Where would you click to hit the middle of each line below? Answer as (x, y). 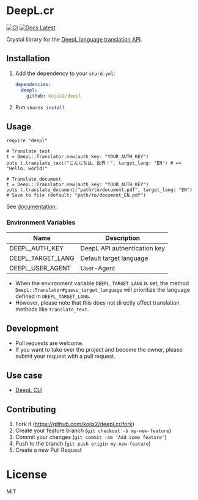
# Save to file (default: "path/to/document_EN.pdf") (76, 195)
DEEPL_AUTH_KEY (37, 248)
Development (33, 328)
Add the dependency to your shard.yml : (65, 73)
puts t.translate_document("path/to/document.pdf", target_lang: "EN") (99, 190)
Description (123, 238)
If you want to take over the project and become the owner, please (99, 350)
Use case (24, 375)
